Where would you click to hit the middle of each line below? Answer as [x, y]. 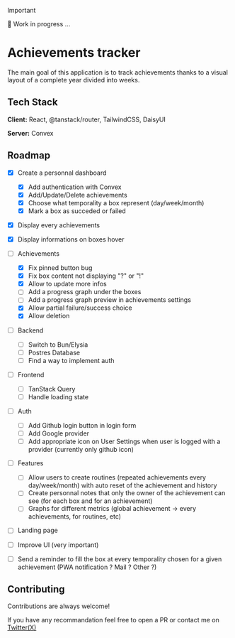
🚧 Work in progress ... [39, 24]
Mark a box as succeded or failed [77, 211]
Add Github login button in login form [82, 425]
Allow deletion [49, 316]
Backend [30, 330]
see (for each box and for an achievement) [90, 501]
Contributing [36, 589]
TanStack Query [52, 389]
